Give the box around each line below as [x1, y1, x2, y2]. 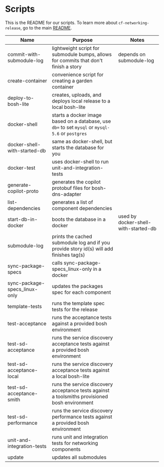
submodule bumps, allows [52, 51, 112, 57]
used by [118, 212, 137, 219]
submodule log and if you [52, 239, 110, 246]
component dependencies [52, 205, 112, 211]
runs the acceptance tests [52, 314, 112, 321]
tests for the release [52, 306, 98, 312]
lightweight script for [52, 45, 100, 52]
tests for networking [52, 440, 99, 446]
